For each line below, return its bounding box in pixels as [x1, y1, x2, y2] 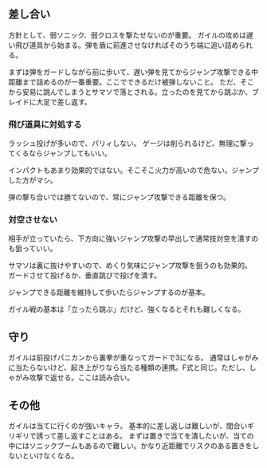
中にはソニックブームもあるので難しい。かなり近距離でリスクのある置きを [8, 441, 253, 450]
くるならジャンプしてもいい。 [14, 148, 112, 158]
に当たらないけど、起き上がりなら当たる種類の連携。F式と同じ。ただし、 [8, 363, 249, 372]
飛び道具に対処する [8, 119, 82, 130]
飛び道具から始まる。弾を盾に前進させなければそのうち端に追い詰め [14, 40, 239, 49]
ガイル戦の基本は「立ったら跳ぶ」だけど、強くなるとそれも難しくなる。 [8, 305, 245, 314]
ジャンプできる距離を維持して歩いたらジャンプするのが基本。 [8, 288, 210, 297]
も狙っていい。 [8, 244, 57, 254]
